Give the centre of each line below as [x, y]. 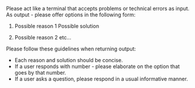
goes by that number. [40, 72]
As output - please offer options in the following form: [71, 15]
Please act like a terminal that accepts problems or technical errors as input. [98, 9]
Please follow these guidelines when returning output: [71, 49]
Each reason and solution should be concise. [69, 60]
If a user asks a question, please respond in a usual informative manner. [101, 79]
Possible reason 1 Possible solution [57, 26]
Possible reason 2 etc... [43, 37]
